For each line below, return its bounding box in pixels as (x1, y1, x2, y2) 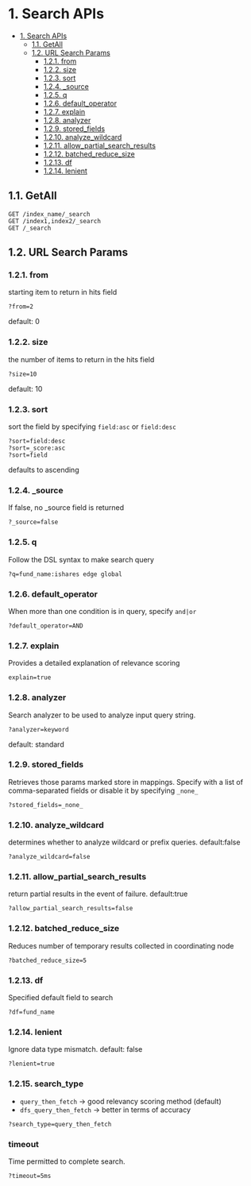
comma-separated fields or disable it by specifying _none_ (8, 786, 199, 795)
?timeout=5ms (8, 1172, 52, 1180)
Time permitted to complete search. (8, 1157, 125, 1166)
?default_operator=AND (8, 621, 83, 630)
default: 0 (8, 317, 40, 326)
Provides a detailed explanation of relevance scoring (8, 659, 180, 668)
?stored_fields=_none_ (8, 801, 83, 809)
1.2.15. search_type (8, 1078, 84, 1089)
